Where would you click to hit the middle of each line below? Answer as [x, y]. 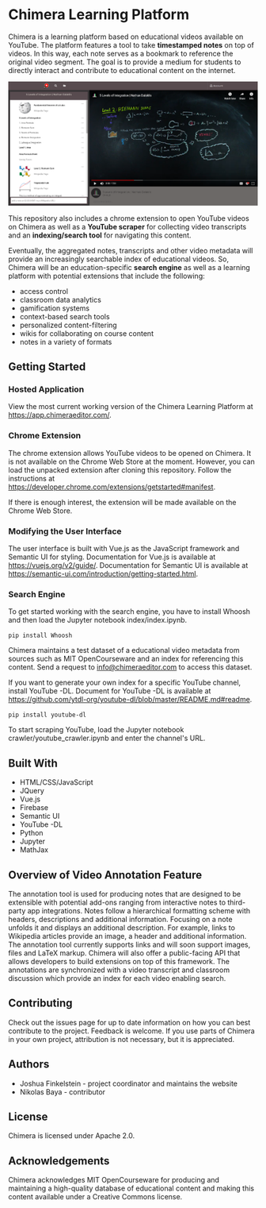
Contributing [40, 1003]
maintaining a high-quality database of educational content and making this [131, 1188]
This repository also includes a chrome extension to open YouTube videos [129, 218]
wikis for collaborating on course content [87, 333]
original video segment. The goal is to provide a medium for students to [125, 62]
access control [44, 291]
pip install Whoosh [40, 636]
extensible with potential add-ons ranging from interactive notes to [117, 902]
